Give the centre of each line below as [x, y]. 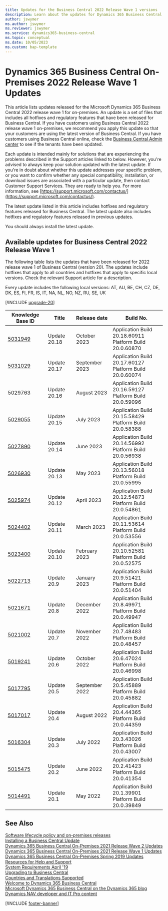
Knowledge [25, 315]
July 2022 [88, 742]
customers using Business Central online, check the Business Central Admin [84, 139]
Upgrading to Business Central [37, 872]
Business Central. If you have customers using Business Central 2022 [77, 123]
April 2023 [88, 500]
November [88, 632]
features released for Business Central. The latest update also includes [78, 211]
